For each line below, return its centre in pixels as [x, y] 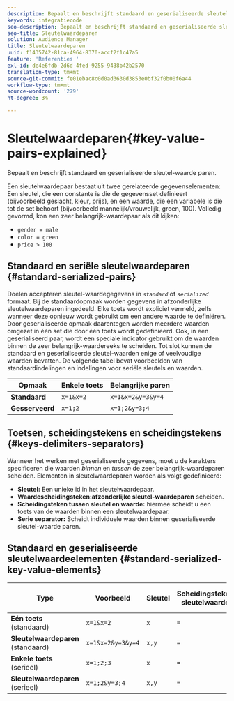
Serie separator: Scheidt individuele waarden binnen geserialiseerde [116, 519]
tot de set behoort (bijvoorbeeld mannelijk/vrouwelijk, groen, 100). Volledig [114, 208]
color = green [38, 237]
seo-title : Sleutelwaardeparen [53, 33]
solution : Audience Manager [48, 40]
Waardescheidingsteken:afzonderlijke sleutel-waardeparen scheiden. [120, 497]
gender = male [38, 230]
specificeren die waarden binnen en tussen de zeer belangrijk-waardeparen [116, 468]
